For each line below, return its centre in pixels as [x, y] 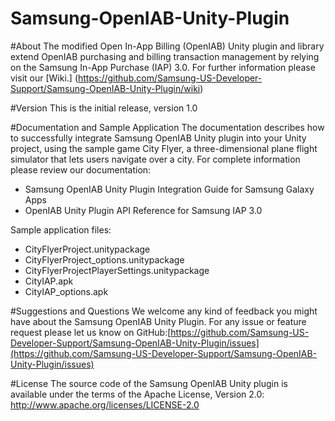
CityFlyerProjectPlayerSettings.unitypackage [117, 270]
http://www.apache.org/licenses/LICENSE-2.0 [105, 404]
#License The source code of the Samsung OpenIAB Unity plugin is [149, 383]
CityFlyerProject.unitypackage [87, 249]
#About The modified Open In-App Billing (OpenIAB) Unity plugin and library [167, 46]
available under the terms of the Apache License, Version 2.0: [137, 394]
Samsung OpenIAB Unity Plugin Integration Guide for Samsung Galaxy [169, 189]
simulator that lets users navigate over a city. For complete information [155, 159]
